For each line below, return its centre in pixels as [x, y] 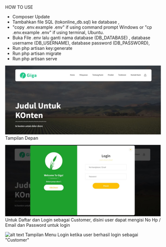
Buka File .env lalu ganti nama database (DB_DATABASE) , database [81, 38]
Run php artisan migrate [37, 53]
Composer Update [31, 17]
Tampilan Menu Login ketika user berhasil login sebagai [82, 235]
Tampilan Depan [22, 138]
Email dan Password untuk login [38, 225]
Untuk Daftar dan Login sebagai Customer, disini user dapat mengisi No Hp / [83, 220]
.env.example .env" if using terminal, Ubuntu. [58, 32]
